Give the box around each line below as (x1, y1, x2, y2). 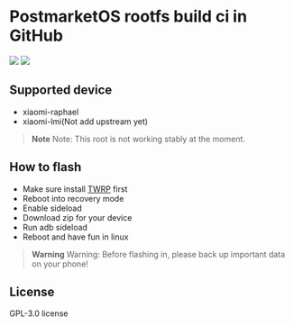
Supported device (9, 83, 113, 98)
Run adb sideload (22, 222, 88, 232)
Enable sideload (22, 203, 83, 213)
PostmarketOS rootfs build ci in (9, 6, 248, 27)
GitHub (9, 25, 63, 46)
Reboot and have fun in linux (22, 231, 129, 242)
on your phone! (31, 258, 88, 269)
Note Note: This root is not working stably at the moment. (31, 133, 246, 144)
